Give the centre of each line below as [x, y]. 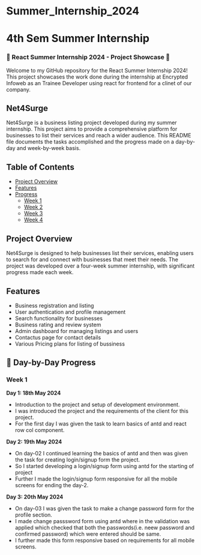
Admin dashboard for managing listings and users [76, 331]
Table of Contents [40, 167]
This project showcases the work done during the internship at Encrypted [97, 77]
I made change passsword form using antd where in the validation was [102, 521]
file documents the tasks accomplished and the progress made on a [90, 142]
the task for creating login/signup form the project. [77, 460]
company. [19, 89]
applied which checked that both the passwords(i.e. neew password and [105, 527]
